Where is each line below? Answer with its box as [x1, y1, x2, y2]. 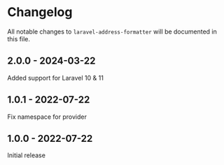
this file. [7, 34, 30, 43]
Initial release [7, 151, 45, 159]
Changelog [7, 4, 73, 20]
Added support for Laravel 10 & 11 [7, 73, 104, 82]
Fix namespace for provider [7, 113, 87, 121]
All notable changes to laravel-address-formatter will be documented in [7, 27, 217, 36]
